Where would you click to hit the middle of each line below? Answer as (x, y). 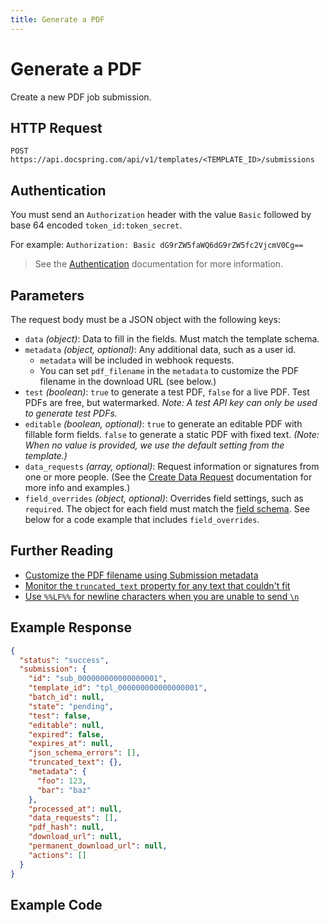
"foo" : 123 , (61, 781)
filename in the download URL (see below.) (128, 381)
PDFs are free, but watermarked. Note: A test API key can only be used (171, 402)
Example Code (56, 904)
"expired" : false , (66, 734)
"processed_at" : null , (75, 809)
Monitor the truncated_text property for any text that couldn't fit (157, 585)
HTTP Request (56, 127)
